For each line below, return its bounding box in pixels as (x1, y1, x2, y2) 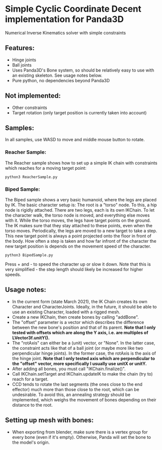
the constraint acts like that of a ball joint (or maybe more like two (12, 345, 144, 351)
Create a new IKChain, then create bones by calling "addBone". (12, 314, 139, 320)
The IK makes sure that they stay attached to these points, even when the (5, 222, 153, 228)
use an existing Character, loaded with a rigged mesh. (12, 309, 121, 315)
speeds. (5, 271, 21, 277)
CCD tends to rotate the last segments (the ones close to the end (12, 381, 143, 387)
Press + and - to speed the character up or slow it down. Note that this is (5, 261, 151, 267)
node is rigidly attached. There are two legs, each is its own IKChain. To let (5, 207, 155, 213)
